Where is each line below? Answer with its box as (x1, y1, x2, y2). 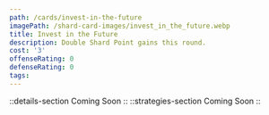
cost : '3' (9, 46, 47, 55)
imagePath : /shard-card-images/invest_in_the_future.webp (9, 21, 230, 30)
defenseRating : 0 (9, 63, 74, 72)
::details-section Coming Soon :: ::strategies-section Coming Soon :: (9, 95, 262, 106)
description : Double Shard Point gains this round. (9, 37, 206, 47)
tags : (9, 71, 30, 80)
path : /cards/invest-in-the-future (9, 12, 143, 22)
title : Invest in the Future (9, 29, 118, 38)
